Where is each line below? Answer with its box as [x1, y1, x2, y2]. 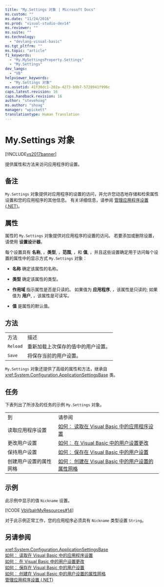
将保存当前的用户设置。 [27, 352, 82, 359]
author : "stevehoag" [5, 98, 47, 103]
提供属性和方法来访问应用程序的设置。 [5, 161, 82, 167]
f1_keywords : [5, 52, 32, 58]
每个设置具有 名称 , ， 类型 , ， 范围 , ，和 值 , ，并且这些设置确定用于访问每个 [5, 249, 154, 255]
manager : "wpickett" [5, 107, 47, 113]
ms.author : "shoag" [5, 103, 45, 108]
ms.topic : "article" [5, 48, 47, 53]
